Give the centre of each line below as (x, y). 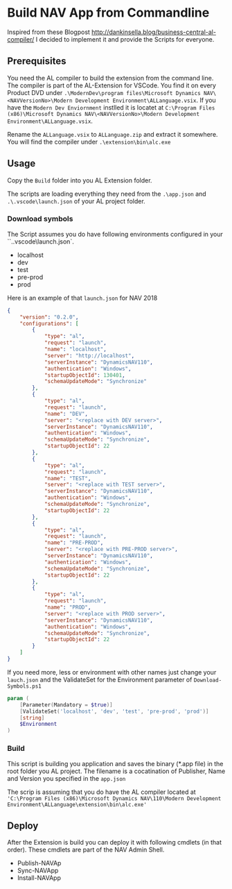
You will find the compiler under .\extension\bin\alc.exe (89, 142)
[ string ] (32, 718)
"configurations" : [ (49, 323)
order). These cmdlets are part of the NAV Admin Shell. (86, 850)
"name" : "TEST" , (68, 478)
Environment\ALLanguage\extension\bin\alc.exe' (77, 804)
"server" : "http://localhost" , (89, 355)
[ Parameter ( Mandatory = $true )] (66, 705)
